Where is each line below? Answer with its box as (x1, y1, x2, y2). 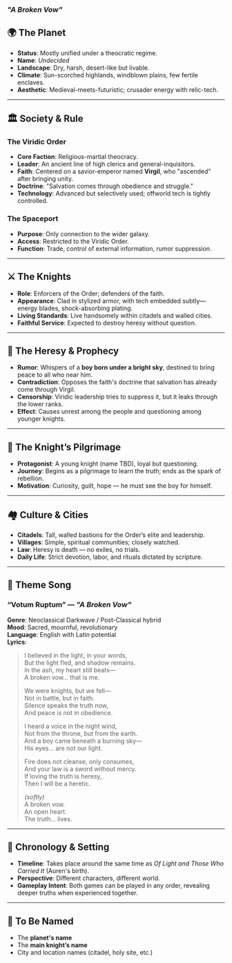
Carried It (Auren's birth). (17, 867, 90, 875)
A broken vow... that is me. (23, 673, 100, 681)
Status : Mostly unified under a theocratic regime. (17, 48, 157, 57)
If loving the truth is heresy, (23, 772, 102, 780)
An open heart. (23, 807, 67, 816)
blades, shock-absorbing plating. (39, 304, 133, 312)
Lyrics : (7, 638, 28, 646)
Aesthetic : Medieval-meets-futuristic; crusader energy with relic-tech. (17, 85, 219, 94)
